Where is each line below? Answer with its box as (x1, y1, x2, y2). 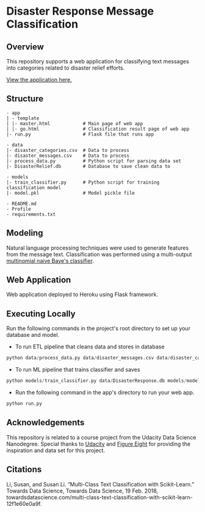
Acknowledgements (6, 417, 85, 428)
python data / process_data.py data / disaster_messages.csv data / (6, 355, 171, 361)
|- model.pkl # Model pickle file (6, 190, 135, 196)
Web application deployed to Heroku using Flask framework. (6, 291, 159, 298)
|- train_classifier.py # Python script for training (6, 179, 160, 186)
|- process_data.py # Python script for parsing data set (6, 157, 182, 164)
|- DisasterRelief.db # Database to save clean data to (6, 163, 171, 169)
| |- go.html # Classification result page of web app (6, 126, 190, 132)
